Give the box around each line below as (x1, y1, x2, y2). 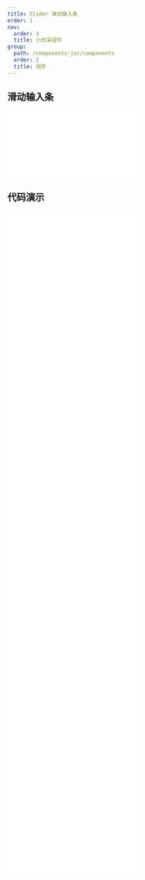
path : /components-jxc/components (13, 50, 115, 57)
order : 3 (13, 30, 39, 37)
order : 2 (13, 57, 39, 64)
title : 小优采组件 (13, 37, 62, 44)
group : (7, 43, 27, 50)
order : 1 (7, 17, 33, 24)
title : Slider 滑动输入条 (7, 10, 78, 18)
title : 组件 (13, 63, 47, 70)
